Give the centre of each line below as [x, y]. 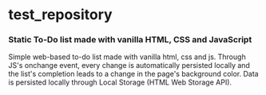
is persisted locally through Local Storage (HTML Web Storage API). [120, 82]
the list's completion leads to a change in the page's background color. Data [133, 74]
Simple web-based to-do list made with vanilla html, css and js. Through [127, 57]
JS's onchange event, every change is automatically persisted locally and [129, 65]
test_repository [61, 15]
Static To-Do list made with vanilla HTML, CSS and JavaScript [130, 40]
